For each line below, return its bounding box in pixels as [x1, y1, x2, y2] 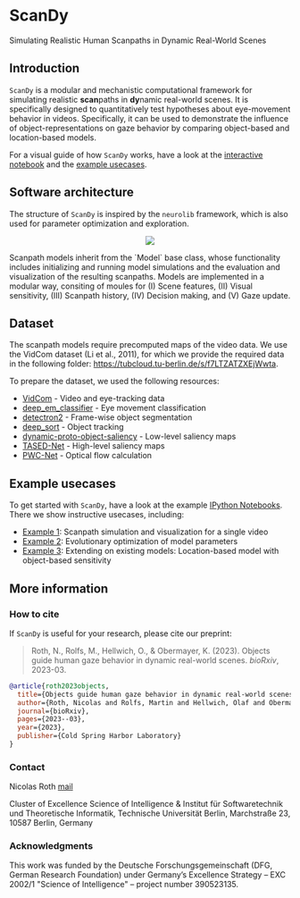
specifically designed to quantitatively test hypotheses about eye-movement [9, 104, 291, 114]
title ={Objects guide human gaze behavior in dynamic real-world [17, 690, 266, 699]
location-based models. [9, 131, 96, 143]
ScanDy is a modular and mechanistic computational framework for [9, 84, 253, 95]
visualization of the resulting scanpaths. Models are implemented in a [9, 271, 265, 281]
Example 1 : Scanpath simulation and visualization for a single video [21, 526, 269, 537]
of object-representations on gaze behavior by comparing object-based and [9, 122, 290, 133]
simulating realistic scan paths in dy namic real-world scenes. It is [9, 94, 248, 105]
